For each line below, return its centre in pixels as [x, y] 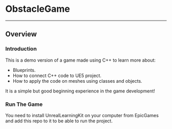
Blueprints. [24, 70]
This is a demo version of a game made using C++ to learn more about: [81, 60]
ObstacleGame [38, 9]
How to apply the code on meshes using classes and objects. [77, 81]
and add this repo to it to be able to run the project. [59, 121]
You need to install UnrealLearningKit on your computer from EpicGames [82, 115]
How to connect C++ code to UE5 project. [57, 76]
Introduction [21, 49]
